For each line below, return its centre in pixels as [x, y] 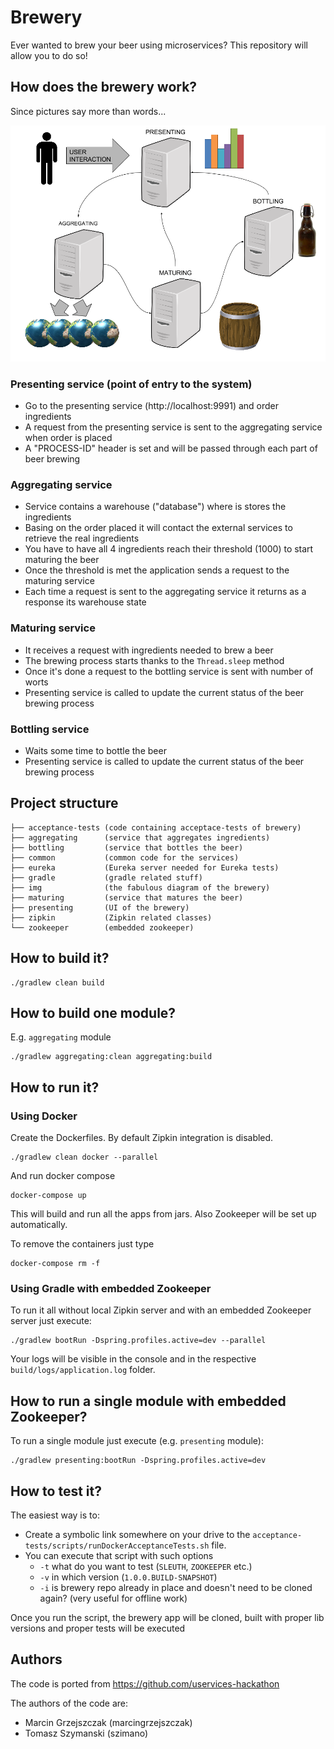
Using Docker [44, 1116]
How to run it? [55, 1087]
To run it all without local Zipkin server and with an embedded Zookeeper [161, 1310]
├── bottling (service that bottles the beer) [127, 847]
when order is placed [68, 438]
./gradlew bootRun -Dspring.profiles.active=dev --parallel [138, 1341]
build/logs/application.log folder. [83, 1370]
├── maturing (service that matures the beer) [127, 897]
